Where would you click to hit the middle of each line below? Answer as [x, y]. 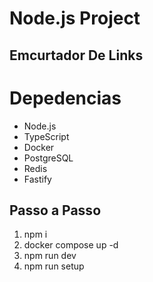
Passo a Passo [55, 210]
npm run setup [54, 266]
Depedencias [65, 98]
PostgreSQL [48, 158]
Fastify [37, 179]
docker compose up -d [71, 245]
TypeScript [46, 136]
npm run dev [50, 256]
